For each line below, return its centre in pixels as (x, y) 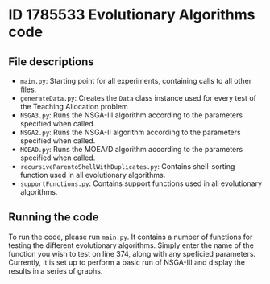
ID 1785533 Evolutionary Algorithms (132, 15)
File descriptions (51, 62)
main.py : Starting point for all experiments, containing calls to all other (136, 81)
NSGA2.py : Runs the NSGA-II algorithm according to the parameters (130, 132)
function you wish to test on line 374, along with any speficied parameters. (132, 253)
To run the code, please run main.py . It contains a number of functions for (131, 237)
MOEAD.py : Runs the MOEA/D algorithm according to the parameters (131, 149)
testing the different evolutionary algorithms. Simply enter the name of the (131, 245)
